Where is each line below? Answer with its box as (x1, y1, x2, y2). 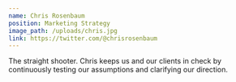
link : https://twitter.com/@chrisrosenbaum (8, 34, 158, 43)
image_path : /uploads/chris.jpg (8, 27, 118, 35)
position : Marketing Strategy (8, 19, 111, 27)
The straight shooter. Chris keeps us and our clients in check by (8, 56, 221, 66)
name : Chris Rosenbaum (8, 11, 85, 20)
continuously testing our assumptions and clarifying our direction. (8, 65, 229, 75)
